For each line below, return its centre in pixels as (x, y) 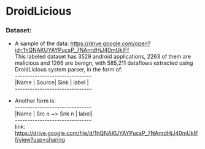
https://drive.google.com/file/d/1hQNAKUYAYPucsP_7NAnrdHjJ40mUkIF (106, 133)
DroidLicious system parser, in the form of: (69, 70)
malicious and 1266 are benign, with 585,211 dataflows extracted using (104, 63)
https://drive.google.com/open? (110, 43)
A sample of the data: (42, 43)
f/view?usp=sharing (40, 140)
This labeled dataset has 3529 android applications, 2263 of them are (103, 57)
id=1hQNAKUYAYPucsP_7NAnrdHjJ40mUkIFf (72, 50)
